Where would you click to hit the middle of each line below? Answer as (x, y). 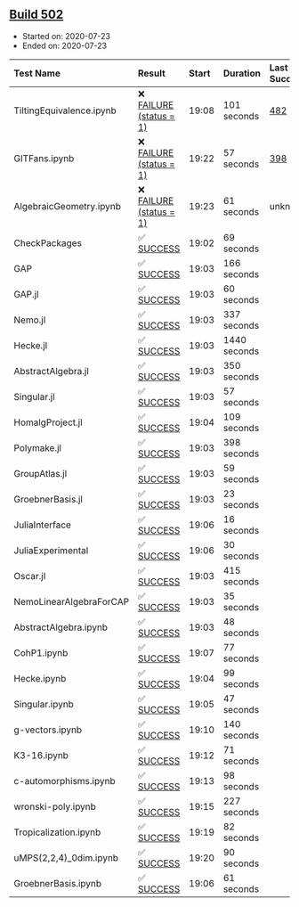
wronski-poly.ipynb (55, 806)
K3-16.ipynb (41, 755)
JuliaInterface (42, 525)
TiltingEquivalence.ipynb (65, 110)
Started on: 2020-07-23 (66, 36)
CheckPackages (48, 242)
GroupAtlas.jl (40, 473)
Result (152, 73)
